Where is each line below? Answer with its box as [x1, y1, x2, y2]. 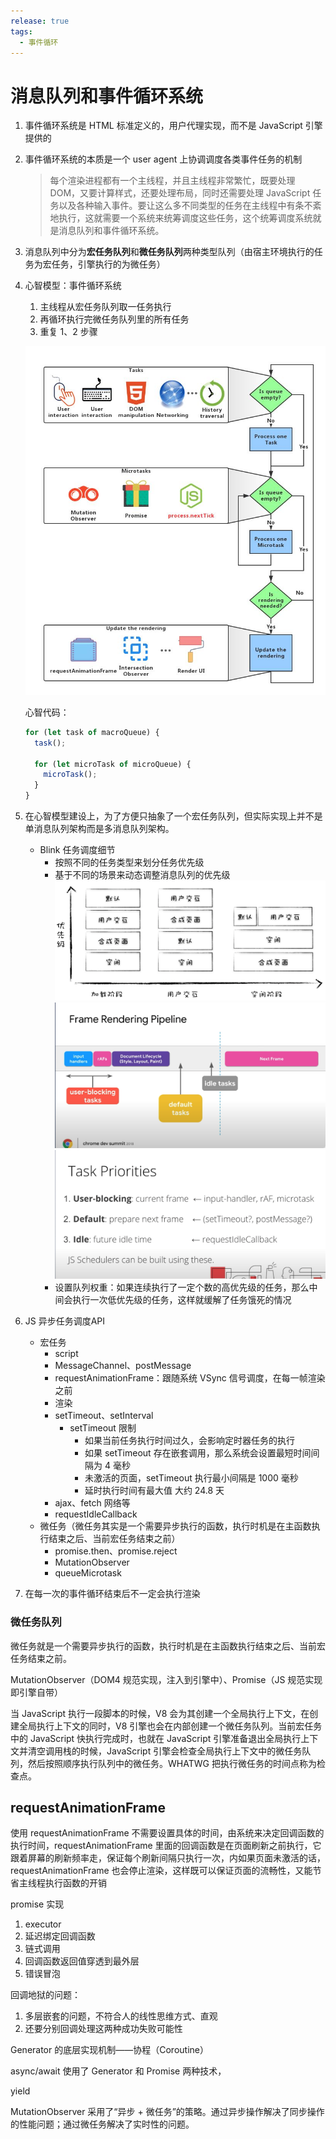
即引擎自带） [10, 1686, 63, 1698]
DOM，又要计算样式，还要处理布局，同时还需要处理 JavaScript [49, 187, 311, 199]
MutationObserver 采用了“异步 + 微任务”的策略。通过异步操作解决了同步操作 [10, 2106, 325, 2118]
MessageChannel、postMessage [54, 1360, 192, 1372]
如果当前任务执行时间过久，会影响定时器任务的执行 [84, 1435, 295, 1447]
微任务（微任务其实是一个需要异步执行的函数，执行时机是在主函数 [39, 1520, 312, 1532]
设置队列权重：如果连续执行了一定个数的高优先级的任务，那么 [54, 1281, 310, 1294]
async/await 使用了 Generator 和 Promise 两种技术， [10, 2065, 227, 2077]
